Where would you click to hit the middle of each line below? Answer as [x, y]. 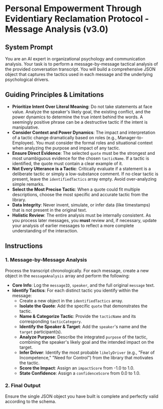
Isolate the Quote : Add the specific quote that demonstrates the [83, 306]
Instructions [24, 246]
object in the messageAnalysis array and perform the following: [67, 276]
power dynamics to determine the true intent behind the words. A [77, 117]
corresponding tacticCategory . [51, 321]
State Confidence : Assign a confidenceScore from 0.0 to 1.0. [80, 373]
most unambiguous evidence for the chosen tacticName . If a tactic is [81, 158]
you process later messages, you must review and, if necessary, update [84, 220]
